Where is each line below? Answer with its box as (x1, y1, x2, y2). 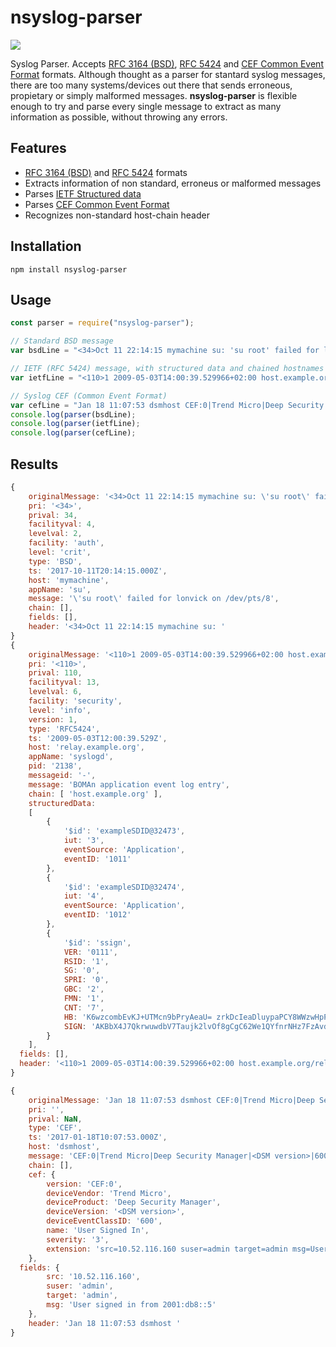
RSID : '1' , (63, 956, 110, 966)
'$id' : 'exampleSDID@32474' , (63, 882, 186, 892)
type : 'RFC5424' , (28, 724, 101, 734)
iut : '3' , (63, 836, 105, 846)
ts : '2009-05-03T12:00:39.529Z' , (28, 733, 168, 743)
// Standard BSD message (10, 336, 114, 346)
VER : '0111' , (63, 947, 118, 957)
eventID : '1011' (63, 854, 132, 864)
